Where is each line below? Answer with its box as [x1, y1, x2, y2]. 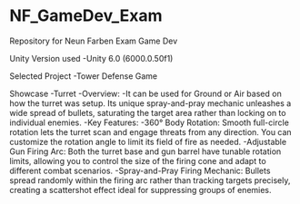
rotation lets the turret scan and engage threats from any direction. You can [9, 126, 293, 137]
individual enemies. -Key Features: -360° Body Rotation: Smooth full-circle [9, 117, 289, 128]
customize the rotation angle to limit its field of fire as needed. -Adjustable [9, 136, 287, 147]
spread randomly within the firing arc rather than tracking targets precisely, [9, 174, 291, 186]
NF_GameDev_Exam [9, 5, 163, 26]
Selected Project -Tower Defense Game [9, 70, 158, 82]
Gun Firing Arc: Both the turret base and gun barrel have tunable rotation [9, 146, 282, 157]
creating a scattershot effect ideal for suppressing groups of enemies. [9, 184, 272, 195]
